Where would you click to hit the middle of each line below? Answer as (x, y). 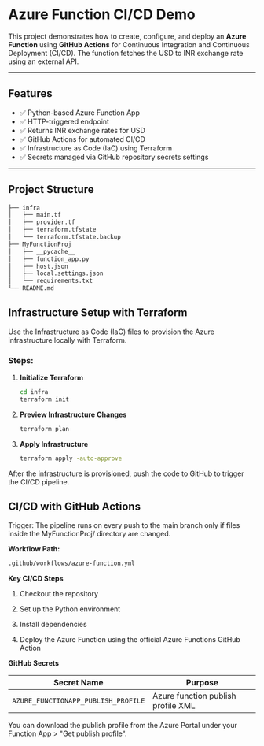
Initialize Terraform (51, 378)
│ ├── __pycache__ (42, 251)
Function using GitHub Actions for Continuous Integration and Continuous (129, 44)
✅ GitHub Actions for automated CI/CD (82, 139)
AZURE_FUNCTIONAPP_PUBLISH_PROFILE (79, 701)
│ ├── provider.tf (42, 222)
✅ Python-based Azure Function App (79, 113)
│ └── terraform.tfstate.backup (65, 237)
